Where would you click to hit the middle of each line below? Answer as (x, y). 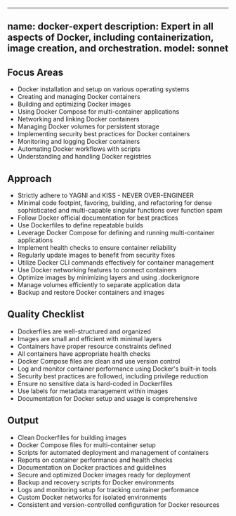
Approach (29, 179)
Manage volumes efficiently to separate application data (99, 285)
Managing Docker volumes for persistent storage (88, 126)
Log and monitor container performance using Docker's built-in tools (117, 369)
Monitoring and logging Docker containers (79, 142)
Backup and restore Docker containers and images (91, 293)
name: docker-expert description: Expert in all (111, 26)
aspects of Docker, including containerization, (111, 38)
